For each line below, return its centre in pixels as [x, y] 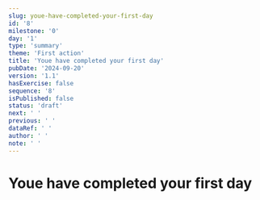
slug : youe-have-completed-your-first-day [81, 16]
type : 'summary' [36, 46]
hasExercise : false [41, 83]
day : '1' [23, 38]
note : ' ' [25, 143]
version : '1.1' [34, 76]
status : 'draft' [36, 106]
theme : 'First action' [46, 53]
